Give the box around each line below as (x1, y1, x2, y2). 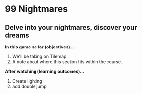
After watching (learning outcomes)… (5, 68, 85, 74)
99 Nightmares (5, 3, 68, 15)
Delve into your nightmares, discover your (5, 23, 137, 32)
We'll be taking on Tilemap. (12, 53, 68, 59)
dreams (5, 31, 30, 39)
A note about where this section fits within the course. (12, 59, 122, 65)
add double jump (12, 83, 47, 89)
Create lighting (12, 78, 43, 84)
